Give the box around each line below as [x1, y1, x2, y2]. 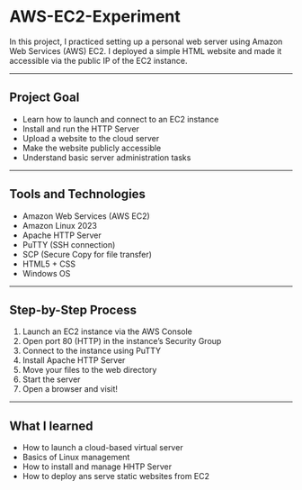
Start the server [22, 374, 81, 385]
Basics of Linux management [22, 452, 130, 463]
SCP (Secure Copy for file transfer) [22, 249, 153, 259]
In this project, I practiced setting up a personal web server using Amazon [9, 36, 283, 47]
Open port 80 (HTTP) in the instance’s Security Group [22, 336, 222, 347]
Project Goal [9, 90, 80, 105]
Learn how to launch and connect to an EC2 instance [22, 113, 219, 124]
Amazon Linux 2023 [22, 220, 97, 231]
